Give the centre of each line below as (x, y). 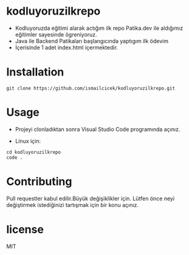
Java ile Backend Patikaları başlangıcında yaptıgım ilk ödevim (92, 41)
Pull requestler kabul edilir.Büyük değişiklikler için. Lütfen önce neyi (91, 198)
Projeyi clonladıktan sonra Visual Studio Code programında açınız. (98, 129)
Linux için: (28, 141)
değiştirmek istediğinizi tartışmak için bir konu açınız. (72, 204)
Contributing (39, 181)
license (25, 229)
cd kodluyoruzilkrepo (34, 152)
